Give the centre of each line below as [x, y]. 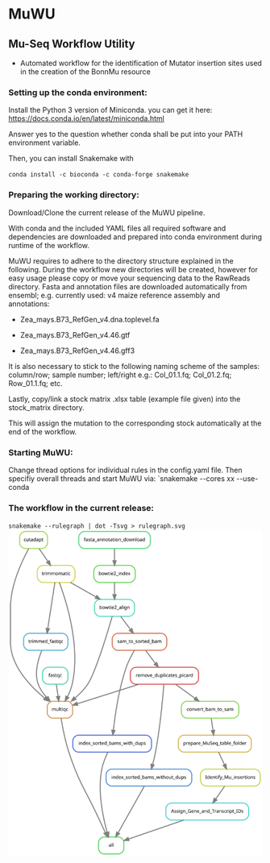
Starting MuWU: [41, 452]
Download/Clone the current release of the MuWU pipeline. [107, 212]
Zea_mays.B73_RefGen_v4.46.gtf [75, 334]
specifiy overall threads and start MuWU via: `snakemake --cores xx [122, 478]
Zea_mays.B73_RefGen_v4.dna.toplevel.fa [89, 319]
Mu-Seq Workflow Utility [72, 44]
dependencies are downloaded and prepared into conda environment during [135, 236]
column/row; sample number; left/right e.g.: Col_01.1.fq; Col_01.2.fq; [120, 375]
